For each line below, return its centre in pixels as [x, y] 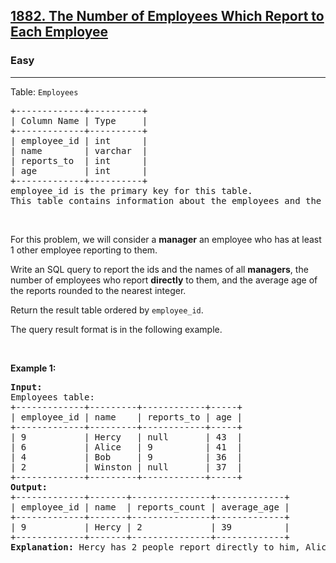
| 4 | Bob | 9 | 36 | [126, 457]
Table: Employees [44, 91]
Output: [29, 487]
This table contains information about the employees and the [166, 200]
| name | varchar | [79, 150]
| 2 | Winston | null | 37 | [126, 467]
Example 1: [33, 368]
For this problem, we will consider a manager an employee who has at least [166, 239]
